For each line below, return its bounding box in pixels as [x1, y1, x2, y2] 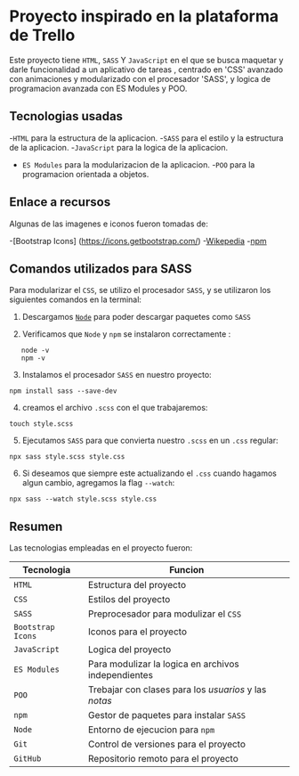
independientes [87, 669, 154, 682]
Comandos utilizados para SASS [9, 261, 192, 276]
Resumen [9, 519, 63, 534]
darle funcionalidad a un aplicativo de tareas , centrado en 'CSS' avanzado [9, 64, 283, 75]
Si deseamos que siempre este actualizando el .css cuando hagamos [21, 468, 278, 478]
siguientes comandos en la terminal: [9, 294, 142, 305]
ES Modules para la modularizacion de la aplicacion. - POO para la [21, 159, 255, 170]
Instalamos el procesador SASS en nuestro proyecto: [21, 370, 212, 380]
